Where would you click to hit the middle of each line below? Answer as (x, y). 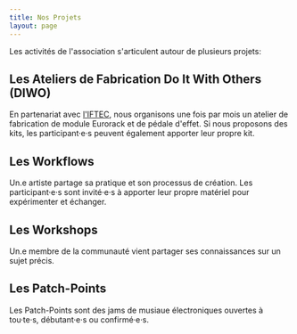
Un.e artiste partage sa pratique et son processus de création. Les (131, 183)
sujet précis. (32, 260)
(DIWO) (30, 93)
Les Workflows (52, 161)
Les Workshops (54, 229)
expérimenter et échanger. (58, 202)
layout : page (33, 26)
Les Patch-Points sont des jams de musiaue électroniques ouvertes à (136, 310)
